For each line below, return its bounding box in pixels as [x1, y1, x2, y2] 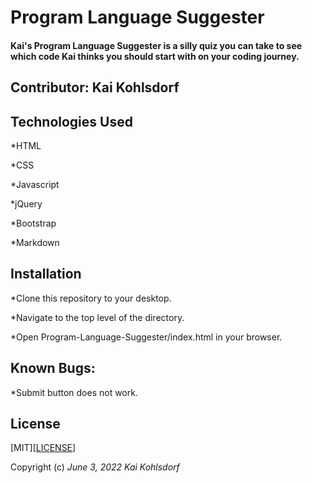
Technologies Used [10, 113, 133, 130]
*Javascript [10, 178, 60, 190]
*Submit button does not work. [10, 386, 138, 398]
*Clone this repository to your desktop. [10, 292, 172, 304]
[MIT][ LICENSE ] [10, 442, 77, 454]
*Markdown [10, 236, 60, 248]
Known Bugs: [10, 360, 96, 377]
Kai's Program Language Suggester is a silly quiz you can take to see [10, 39, 303, 51]
